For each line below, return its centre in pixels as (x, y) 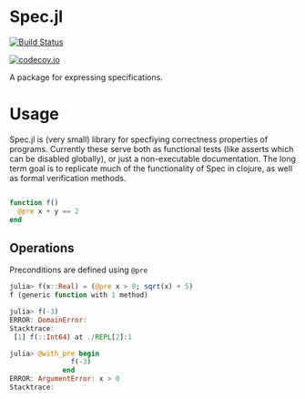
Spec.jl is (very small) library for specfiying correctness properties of (139, 139)
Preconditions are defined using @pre (79, 270)
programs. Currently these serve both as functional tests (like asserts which (152, 148)
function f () (34, 202)
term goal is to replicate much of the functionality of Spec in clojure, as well (151, 168)
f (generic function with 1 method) (79, 295)
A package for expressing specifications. (86, 77)
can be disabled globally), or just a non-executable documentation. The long (153, 159)
